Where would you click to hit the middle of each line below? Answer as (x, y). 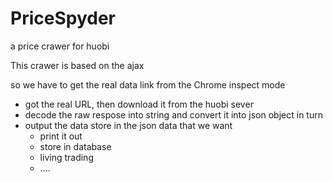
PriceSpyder (63, 18)
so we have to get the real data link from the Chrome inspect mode (148, 84)
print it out (61, 136)
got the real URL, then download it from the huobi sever (139, 104)
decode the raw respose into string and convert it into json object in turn (173, 114)
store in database (75, 146)
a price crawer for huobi (60, 46)
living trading (66, 157)
